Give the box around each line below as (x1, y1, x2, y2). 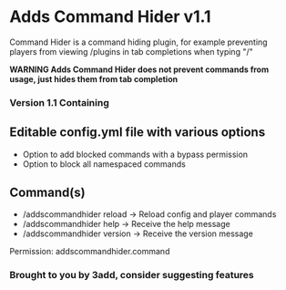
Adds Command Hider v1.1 (9, 6, 211, 27)
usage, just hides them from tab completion (9, 73, 179, 84)
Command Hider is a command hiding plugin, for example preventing (9, 36, 268, 47)
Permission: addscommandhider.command (9, 246, 170, 257)
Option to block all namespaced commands (22, 158, 187, 170)
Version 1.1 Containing (9, 96, 109, 109)
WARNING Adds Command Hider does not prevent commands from (9, 64, 270, 75)
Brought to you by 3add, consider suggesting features (9, 269, 255, 282)
